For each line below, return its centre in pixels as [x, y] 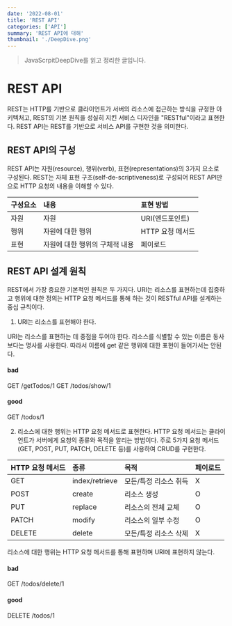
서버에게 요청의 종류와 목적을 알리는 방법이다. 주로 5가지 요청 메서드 [127, 440]
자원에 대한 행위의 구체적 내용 [88, 244]
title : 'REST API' [34, 20]
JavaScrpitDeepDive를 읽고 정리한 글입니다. [85, 61]
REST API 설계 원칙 [47, 271]
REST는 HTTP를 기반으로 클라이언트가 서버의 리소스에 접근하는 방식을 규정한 [111, 109]
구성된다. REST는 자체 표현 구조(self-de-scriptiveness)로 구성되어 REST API [112, 177]
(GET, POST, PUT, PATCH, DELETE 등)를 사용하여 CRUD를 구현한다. [111, 449]
